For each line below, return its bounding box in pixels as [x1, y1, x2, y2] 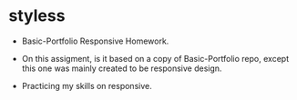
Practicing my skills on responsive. [21, 80, 152, 91]
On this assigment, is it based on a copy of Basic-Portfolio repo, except [21, 53, 289, 64]
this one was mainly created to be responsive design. [21, 63, 222, 74]
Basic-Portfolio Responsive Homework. [21, 35, 169, 46]
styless [8, 5, 66, 26]
